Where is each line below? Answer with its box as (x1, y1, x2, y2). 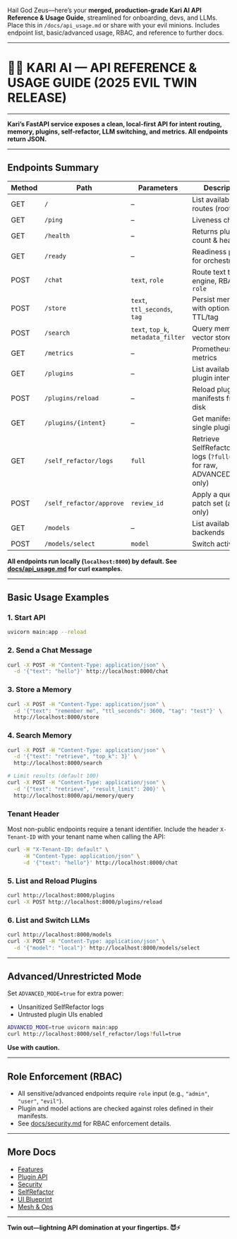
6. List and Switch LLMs (7, 915, 90, 925)
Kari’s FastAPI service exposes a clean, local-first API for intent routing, (7, 119, 222, 128)
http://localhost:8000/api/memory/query (13, 792, 134, 799)
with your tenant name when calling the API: (37, 832, 166, 841)
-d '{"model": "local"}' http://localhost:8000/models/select (13, 944, 200, 952)
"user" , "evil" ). (17, 1096, 63, 1105)
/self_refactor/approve (44, 499, 125, 507)
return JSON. (7, 134, 47, 143)
